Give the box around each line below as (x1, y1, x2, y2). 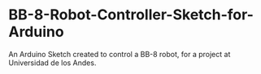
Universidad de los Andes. (8, 58, 97, 68)
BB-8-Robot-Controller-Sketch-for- (8, 6, 254, 24)
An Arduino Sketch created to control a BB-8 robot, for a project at (8, 49, 231, 59)
